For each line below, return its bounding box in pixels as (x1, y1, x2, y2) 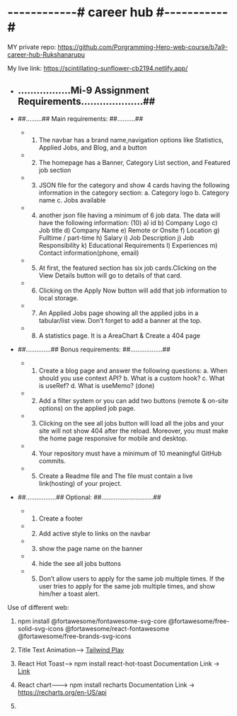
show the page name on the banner (38, 544, 143, 552)
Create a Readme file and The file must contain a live (38, 472, 193, 480)
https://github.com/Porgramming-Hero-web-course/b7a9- (57, 42, 229, 51)
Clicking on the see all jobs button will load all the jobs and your (38, 419, 224, 427)
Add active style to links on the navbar (38, 529, 151, 538)
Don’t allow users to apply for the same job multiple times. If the (38, 574, 225, 583)
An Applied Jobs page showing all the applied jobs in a (38, 309, 199, 317)
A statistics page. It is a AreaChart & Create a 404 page (38, 331, 200, 340)
